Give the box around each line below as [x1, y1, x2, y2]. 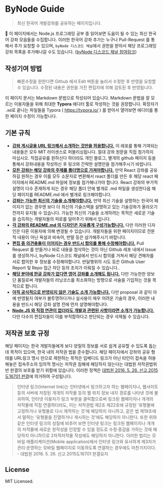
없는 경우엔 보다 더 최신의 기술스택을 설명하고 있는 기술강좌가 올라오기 [25, 203, 158, 209]
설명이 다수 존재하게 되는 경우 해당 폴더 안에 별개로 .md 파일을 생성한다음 [12, 185, 151, 191]
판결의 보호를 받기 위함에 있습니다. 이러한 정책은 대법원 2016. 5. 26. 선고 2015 [10, 367, 158, 373]
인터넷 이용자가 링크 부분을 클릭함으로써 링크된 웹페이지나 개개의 [31, 396, 154, 402]
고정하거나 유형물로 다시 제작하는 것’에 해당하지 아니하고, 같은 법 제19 [17, 408, 148, 414]
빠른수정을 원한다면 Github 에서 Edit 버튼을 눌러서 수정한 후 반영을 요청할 [17, 78, 156, 84]
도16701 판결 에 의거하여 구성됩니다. [5, 373, 72, 379]
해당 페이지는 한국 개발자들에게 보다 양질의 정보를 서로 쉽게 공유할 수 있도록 [5, 343, 148, 349]
